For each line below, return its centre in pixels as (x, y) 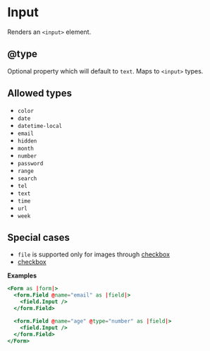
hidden (27, 141)
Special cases (39, 237)
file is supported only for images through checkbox (94, 254)
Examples (22, 275)
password (30, 163)
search (27, 178)
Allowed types (40, 94)
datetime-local (40, 126)
